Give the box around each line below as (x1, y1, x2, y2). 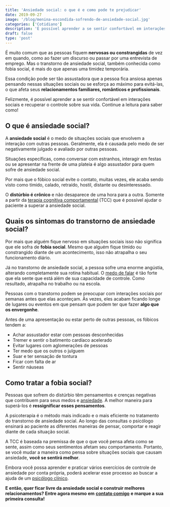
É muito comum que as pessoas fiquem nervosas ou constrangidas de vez (5, 49, 163, 56)
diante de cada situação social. (5, 429, 70, 435)
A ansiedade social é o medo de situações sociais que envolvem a (5, 135, 145, 141)
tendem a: (5, 321, 26, 328)
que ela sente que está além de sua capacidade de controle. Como (5, 275, 145, 281)
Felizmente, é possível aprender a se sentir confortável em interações (5, 96, 151, 102)
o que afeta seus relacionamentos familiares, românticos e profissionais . (5, 86, 161, 92)
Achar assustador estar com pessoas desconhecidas (12, 332, 124, 338)
